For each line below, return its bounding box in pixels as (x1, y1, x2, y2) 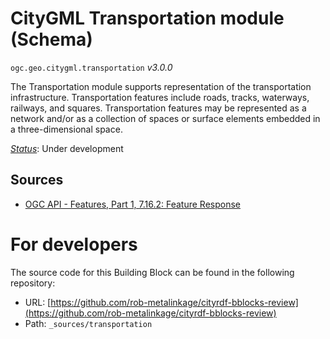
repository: (10, 277, 56, 289)
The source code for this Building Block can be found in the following (10, 266, 295, 278)
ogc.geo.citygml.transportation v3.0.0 (10, 61, 173, 73)
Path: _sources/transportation (24, 317, 153, 329)
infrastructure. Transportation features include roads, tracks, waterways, (10, 91, 310, 103)
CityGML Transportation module (10, 7, 285, 30)
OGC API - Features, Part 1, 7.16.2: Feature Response (24, 198, 242, 210)
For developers (10, 233, 138, 256)
